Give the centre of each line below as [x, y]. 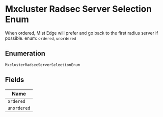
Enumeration [25, 54]
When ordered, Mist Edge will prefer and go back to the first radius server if [81, 33]
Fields [15, 80]
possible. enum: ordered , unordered [41, 38]
